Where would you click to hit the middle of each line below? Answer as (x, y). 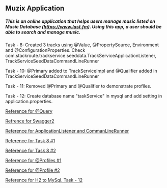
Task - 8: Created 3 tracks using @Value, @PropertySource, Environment (82, 45)
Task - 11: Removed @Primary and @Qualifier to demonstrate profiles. (78, 86)
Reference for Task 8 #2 (31, 151)
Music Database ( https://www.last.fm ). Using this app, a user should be (83, 26)
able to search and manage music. (43, 32)
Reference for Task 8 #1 (30, 141)
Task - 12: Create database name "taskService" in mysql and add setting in (84, 96)
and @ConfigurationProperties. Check (45, 50)
